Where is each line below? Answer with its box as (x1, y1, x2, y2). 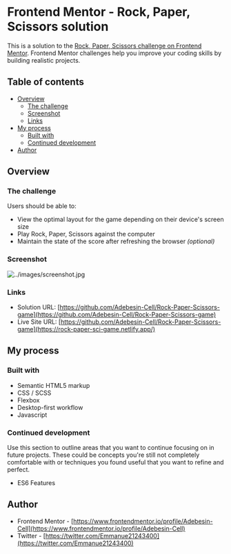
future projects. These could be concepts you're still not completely (7, 451, 200, 459)
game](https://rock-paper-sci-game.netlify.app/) (17, 325, 156, 334)
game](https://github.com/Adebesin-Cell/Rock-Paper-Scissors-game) (17, 311, 217, 319)
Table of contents (7, 76, 84, 88)
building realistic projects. (7, 56, 81, 64)
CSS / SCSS (17, 389, 52, 397)
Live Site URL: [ (17, 318, 61, 326)
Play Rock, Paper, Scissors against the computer (17, 230, 155, 238)
